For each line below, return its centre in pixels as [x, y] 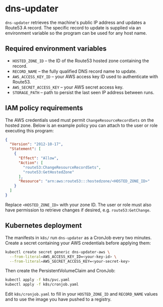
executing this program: [29, 130]
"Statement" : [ [25, 149]
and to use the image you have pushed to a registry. [58, 300]
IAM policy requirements [44, 108]
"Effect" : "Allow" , [38, 158]
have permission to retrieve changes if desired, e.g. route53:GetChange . [78, 210]
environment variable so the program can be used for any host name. [76, 33]
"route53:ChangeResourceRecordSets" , [62, 167]
